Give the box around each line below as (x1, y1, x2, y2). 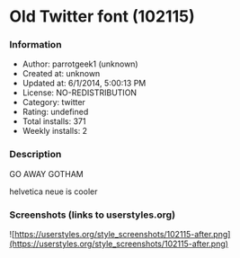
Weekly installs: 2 (22, 126, 88, 137)
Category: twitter (22, 97, 85, 108)
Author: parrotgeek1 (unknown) (22, 58, 138, 69)
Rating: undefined (22, 106, 89, 118)
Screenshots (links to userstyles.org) (9, 209, 176, 221)
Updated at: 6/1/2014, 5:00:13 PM (22, 78, 147, 89)
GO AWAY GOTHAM (9, 168, 84, 179)
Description (9, 148, 62, 161)
